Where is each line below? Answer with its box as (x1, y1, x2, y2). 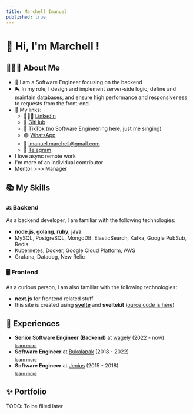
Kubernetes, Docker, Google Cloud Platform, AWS (14, 247, 136, 254)
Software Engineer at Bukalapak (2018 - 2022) (14, 348, 129, 355)
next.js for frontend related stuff (14, 295, 94, 302)
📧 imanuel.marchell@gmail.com (23, 140, 100, 147)
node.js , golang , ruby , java (14, 228, 82, 236)
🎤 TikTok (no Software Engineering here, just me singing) (23, 125, 162, 132)
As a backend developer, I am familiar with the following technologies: (6, 217, 176, 224)
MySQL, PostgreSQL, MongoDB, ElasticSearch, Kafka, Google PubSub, (14, 234, 187, 241)
